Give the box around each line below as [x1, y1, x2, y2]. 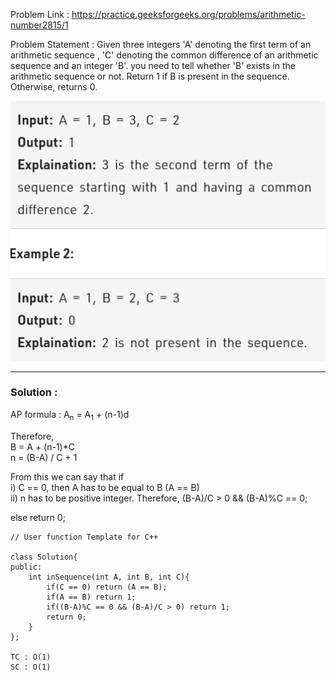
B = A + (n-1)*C [10, 440, 75, 453]
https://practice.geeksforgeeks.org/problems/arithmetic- [71, 9, 306, 20]
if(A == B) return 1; [46, 592, 137, 602]
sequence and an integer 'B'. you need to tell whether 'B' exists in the [10, 60, 296, 71]
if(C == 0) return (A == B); [46, 582, 168, 592]
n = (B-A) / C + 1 [10, 451, 78, 463]
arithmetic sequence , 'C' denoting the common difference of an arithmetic [10, 49, 319, 61]
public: [10, 562, 43, 572]
